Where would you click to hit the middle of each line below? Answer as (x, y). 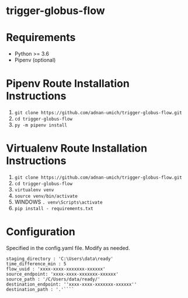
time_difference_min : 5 (36, 264)
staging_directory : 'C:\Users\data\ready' (60, 259)
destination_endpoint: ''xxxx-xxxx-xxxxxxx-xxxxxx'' (72, 284)
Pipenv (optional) (35, 60)
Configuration (41, 232)
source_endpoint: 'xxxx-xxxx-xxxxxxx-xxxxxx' (62, 274)
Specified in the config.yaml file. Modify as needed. (68, 248)
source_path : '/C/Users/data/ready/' (53, 279)
